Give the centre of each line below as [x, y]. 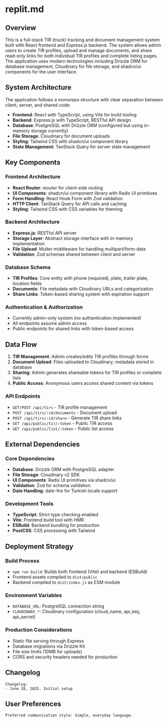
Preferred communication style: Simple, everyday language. [69, 715]
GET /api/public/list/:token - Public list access [63, 428]
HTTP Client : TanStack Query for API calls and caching [69, 204]
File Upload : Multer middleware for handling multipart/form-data [79, 249]
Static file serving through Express [48, 641]
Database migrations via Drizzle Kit [49, 646]
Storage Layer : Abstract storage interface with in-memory [73, 238]
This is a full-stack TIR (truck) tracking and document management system [82, 40]
